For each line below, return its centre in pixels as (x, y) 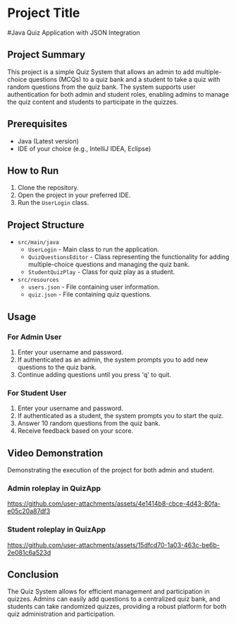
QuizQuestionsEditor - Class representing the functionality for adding (129, 257)
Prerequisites (37, 124)
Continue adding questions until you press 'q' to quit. (94, 374)
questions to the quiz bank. (57, 367)
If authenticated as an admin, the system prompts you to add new (113, 359)
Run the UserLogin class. (53, 203)
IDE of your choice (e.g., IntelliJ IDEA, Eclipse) (84, 148)
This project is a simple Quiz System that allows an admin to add (101, 71)
